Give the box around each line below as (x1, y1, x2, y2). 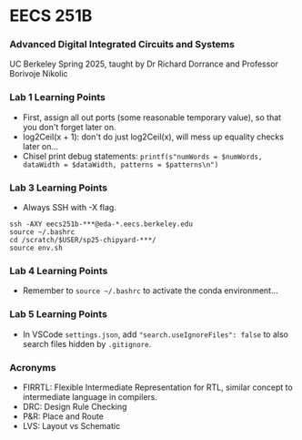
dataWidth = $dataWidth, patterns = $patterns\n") (22, 160, 219, 169)
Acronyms (9, 361, 56, 373)
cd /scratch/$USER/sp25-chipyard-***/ (9, 236, 156, 245)
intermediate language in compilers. (22, 391, 157, 402)
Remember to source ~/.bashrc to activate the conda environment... (22, 285, 279, 296)
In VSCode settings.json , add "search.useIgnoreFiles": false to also (22, 329, 289, 340)
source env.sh (9, 243, 64, 253)
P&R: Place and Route (22, 411, 105, 422)
